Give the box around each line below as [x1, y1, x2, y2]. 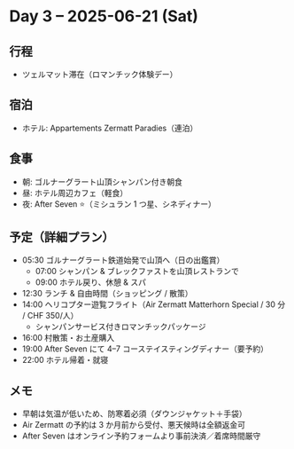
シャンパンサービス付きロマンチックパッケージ [35, 321, 206, 332]
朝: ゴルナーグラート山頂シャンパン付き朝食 [21, 176, 183, 187]
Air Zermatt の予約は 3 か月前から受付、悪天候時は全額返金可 [21, 420, 246, 430]
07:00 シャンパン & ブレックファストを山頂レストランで [35, 266, 239, 277]
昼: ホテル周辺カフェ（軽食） [21, 187, 128, 198]
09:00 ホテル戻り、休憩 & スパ [35, 277, 147, 288]
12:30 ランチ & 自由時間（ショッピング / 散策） [21, 288, 193, 299]
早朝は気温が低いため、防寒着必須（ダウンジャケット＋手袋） [21, 408, 248, 419]
